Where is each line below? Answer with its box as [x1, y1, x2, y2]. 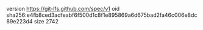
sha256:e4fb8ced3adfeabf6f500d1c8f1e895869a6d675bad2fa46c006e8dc [6, 11, 198, 19]
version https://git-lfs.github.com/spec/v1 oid [6, 5, 120, 12]
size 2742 [34, 18, 59, 25]
